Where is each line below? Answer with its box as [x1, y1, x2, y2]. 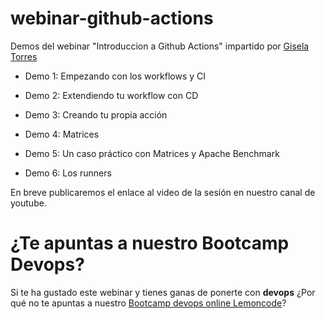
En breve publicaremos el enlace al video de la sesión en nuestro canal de [10, 186, 316, 198]
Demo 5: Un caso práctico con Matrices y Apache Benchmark [24, 147, 280, 159]
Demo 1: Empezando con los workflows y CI [24, 70, 207, 82]
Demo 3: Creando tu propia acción [24, 108, 168, 121]
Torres [10, 50, 38, 62]
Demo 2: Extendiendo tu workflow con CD [24, 89, 199, 101]
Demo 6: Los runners [24, 167, 112, 179]
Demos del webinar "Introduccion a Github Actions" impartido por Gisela [10, 40, 310, 52]
